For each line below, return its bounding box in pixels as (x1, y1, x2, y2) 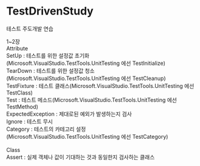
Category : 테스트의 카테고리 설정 (6, 125, 86, 133)
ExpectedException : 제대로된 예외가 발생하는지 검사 (6, 110, 132, 118)
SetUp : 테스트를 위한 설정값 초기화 (6, 51, 90, 59)
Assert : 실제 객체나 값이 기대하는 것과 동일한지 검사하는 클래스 (6, 153, 155, 161)
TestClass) (6, 89, 33, 96)
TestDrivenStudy (6, 4, 94, 18)
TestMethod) (6, 103, 38, 110)
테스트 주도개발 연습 (6, 25, 53, 32)
